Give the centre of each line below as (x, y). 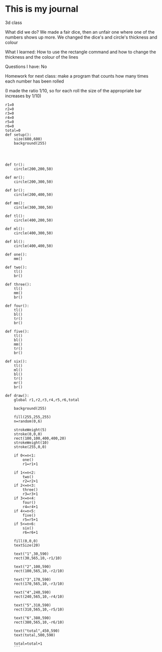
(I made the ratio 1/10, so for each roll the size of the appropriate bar (73, 90)
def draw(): (17, 395)
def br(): (15, 190)
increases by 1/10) (23, 96)
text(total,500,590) (35, 635)
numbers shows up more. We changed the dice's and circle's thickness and (81, 37)
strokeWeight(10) (31, 443)
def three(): (18, 284)
